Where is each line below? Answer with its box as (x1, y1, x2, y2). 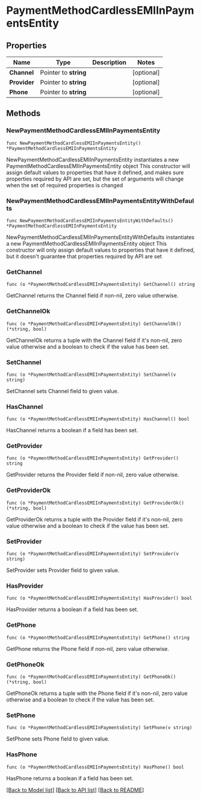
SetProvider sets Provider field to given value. (6, 567, 120, 574)
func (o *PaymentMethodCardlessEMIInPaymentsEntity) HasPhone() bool (6, 764, 185, 770)
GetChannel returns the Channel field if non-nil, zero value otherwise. (6, 292, 179, 299)
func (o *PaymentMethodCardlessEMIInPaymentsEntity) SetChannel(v (6, 372, 176, 378)
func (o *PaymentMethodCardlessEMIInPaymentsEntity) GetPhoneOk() (6, 674, 176, 680)
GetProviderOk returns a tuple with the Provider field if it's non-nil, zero (6, 515, 183, 523)
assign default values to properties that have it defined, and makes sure (6, 169, 184, 176)
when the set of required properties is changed (6, 181, 123, 188)
